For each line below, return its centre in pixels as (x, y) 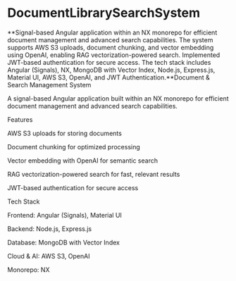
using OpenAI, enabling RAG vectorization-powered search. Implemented (114, 55)
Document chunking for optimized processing (74, 146)
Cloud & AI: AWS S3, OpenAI (49, 256)
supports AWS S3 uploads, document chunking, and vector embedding (111, 47)
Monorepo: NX (29, 270)
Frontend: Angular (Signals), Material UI (64, 215)
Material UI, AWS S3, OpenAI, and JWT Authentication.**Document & (108, 77)
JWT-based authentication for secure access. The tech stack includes (109, 62)
